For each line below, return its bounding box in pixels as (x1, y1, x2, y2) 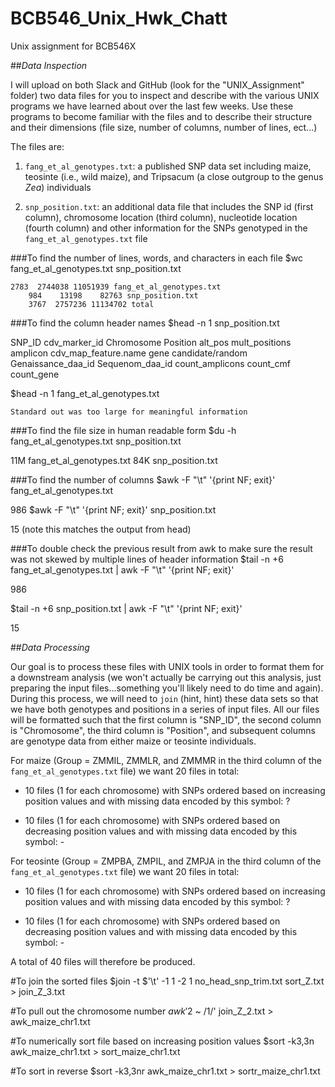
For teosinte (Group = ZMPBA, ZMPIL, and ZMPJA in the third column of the (10, 855, 322, 867)
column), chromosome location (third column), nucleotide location (24, 211, 298, 223)
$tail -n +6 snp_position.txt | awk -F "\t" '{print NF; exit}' (10, 602, 243, 614)
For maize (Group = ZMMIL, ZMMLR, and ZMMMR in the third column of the (10, 754, 322, 766)
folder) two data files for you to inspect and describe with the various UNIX (10, 89, 320, 101)
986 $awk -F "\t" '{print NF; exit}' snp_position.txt (10, 503, 217, 516)
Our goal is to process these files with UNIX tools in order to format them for (10, 660, 325, 672)
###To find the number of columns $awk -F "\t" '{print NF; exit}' (10, 473, 276, 486)
